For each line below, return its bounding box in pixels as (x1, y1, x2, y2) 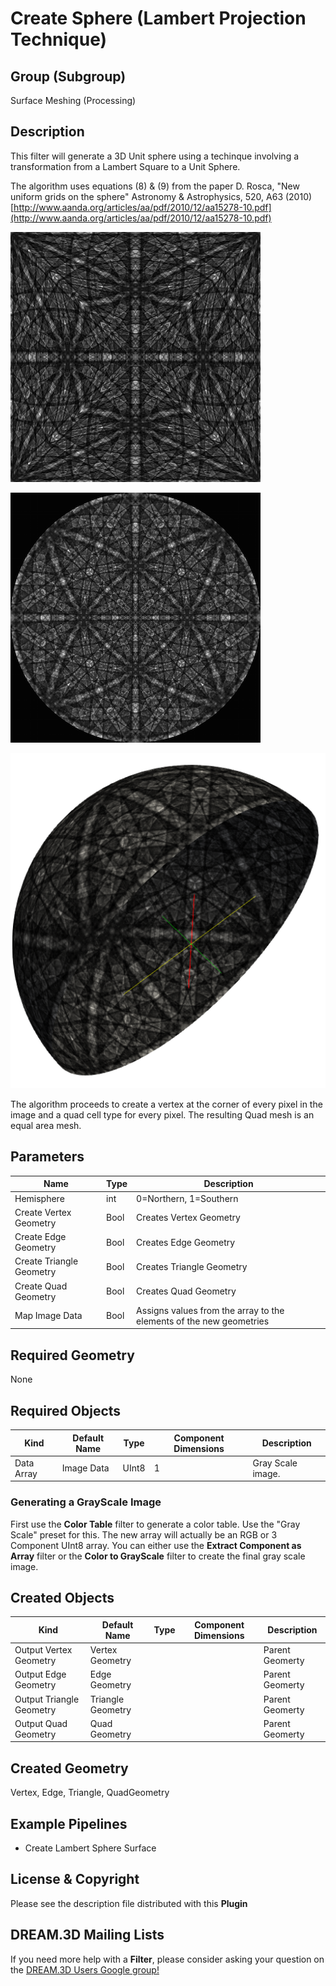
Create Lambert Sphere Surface (24, 1842, 157, 1854)
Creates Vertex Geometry (136, 1212, 241, 1224)
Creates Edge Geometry (136, 1236, 236, 1248)
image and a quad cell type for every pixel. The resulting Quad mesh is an (10, 1109, 315, 1121)
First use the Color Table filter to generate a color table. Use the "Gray (10, 1518, 301, 1530)
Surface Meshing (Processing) (10, 95, 137, 106)
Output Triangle (14, 1693, 80, 1705)
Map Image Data (14, 1310, 83, 1322)
